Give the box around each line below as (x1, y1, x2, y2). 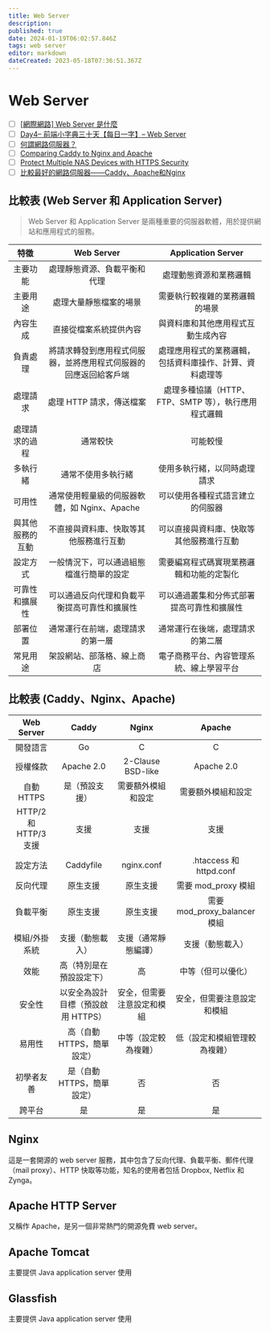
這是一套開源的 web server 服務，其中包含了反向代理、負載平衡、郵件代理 (8, 1154, 254, 1165)
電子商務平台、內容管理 (157, 651, 247, 661)
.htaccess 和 (192, 855, 239, 866)
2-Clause (123, 755, 161, 767)
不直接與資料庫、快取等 (48, 523, 138, 534)
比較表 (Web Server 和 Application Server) (8, 193, 223, 207)
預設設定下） (59, 971, 108, 983)
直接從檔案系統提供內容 (52, 324, 142, 335)
